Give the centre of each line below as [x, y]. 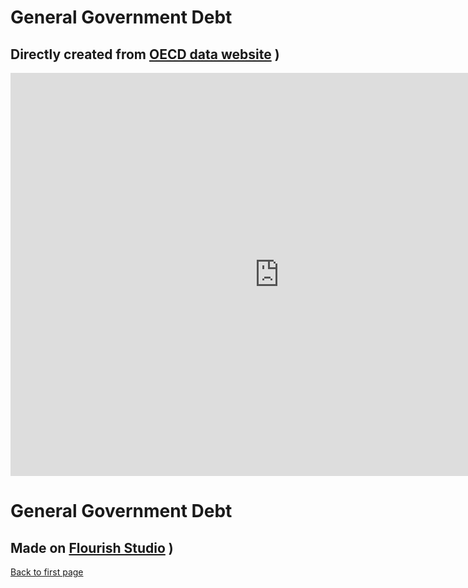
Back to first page [47, 572]
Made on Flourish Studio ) [92, 547]
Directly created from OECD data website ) [145, 54]
